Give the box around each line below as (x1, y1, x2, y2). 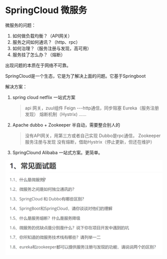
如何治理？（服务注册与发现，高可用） (12, 45, 91, 51)
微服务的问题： (5, 22, 36, 28)
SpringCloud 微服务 (5, 5, 87, 16)
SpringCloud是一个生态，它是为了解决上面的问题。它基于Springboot (5, 73, 146, 79)
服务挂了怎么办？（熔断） (12, 51, 65, 58)
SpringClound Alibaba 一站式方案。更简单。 (12, 149, 103, 156)
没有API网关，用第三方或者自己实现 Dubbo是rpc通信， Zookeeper (24, 133, 161, 139)
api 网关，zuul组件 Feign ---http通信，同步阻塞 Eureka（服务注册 (24, 105, 159, 111)
